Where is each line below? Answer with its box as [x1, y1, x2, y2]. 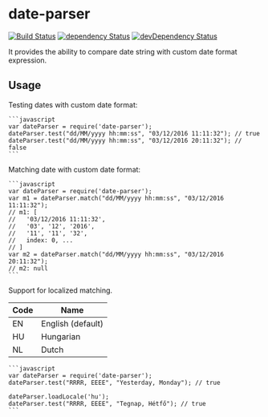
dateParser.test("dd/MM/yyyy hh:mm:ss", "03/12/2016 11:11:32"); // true [8, 129, 261, 137]
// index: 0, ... [8, 236, 74, 245]
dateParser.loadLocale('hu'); [8, 392, 110, 401]
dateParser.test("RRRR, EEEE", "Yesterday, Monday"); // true [8, 379, 221, 387]
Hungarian [41, 330, 81, 342]
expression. [8, 55, 47, 65]
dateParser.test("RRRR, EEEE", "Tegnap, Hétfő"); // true [8, 399, 206, 407]
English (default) [41, 318, 104, 329]
